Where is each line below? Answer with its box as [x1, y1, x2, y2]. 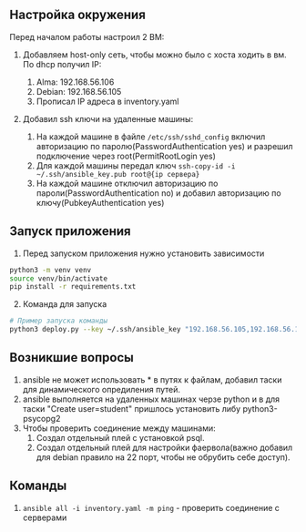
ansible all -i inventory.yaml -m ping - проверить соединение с [22, 502, 280, 513]
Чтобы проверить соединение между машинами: [22, 423, 216, 434]
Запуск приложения [9, 223, 131, 240]
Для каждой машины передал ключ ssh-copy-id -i [36, 159, 236, 171]
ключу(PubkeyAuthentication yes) [36, 197, 165, 208]
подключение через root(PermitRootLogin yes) [36, 150, 216, 161]
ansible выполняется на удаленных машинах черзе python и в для [22, 394, 280, 404]
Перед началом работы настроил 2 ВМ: [9, 31, 165, 42]
